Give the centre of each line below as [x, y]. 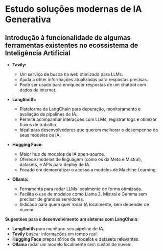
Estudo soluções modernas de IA [73, 9]
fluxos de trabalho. [38, 125]
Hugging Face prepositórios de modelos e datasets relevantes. [76, 239]
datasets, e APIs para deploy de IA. [55, 165]
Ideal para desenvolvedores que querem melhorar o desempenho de [89, 130]
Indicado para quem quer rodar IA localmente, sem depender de [84, 204]
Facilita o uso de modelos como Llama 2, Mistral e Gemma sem [83, 194]
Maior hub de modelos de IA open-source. [62, 154]
